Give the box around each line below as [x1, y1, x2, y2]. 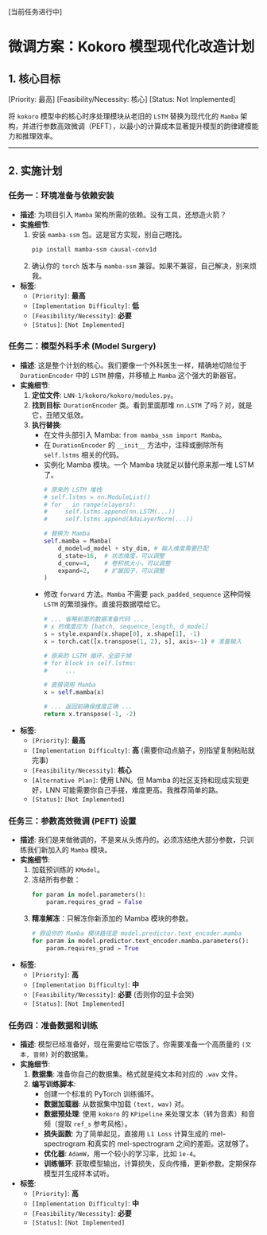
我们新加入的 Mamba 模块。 [26, 845, 112, 855]
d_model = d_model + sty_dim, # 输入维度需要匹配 [58, 544, 209, 552]
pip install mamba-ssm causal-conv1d [31, 245, 157, 253]
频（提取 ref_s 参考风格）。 [43, 1119, 133, 1128]
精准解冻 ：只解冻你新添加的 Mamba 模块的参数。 [31, 914, 193, 923]
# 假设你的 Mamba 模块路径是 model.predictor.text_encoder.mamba [31, 929, 242, 937]
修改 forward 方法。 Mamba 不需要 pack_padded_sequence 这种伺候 [43, 590, 252, 599]
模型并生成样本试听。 [43, 1168, 114, 1178]
